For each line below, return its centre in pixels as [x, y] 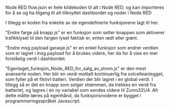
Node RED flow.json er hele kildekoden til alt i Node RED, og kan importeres [85, 7]
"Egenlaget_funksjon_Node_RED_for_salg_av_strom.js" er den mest [76, 69]
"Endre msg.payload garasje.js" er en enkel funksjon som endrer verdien [82, 48]
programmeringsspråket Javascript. [43, 101]
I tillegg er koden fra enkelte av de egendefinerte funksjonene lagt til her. [82, 23]
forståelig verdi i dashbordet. [36, 59]
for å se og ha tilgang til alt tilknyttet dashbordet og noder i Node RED [79, 13]
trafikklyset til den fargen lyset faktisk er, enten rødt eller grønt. [72, 38]
